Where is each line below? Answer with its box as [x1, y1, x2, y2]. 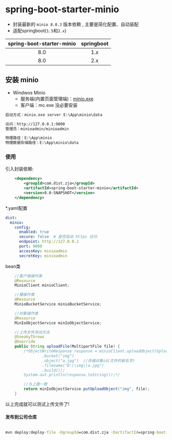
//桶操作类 [14, 292, 35, 297]
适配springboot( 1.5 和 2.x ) [12, 27, 67, 34]
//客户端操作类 [14, 273, 42, 278]
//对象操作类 [14, 311, 38, 316]
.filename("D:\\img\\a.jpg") [41, 363, 104, 368]
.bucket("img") [41, 353, 74, 359]
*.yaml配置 [5, 205, 28, 211]
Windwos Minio [12, 90, 46, 96]
